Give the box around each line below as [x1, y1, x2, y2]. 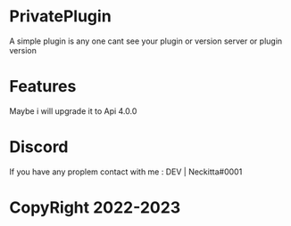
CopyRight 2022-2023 [9, 198, 181, 217]
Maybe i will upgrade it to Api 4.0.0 [9, 105, 137, 117]
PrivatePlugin [9, 6, 112, 27]
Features [9, 77, 77, 97]
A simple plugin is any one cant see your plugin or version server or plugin [9, 36, 283, 46]
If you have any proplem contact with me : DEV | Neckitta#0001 [9, 166, 243, 177]
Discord [9, 137, 69, 157]
